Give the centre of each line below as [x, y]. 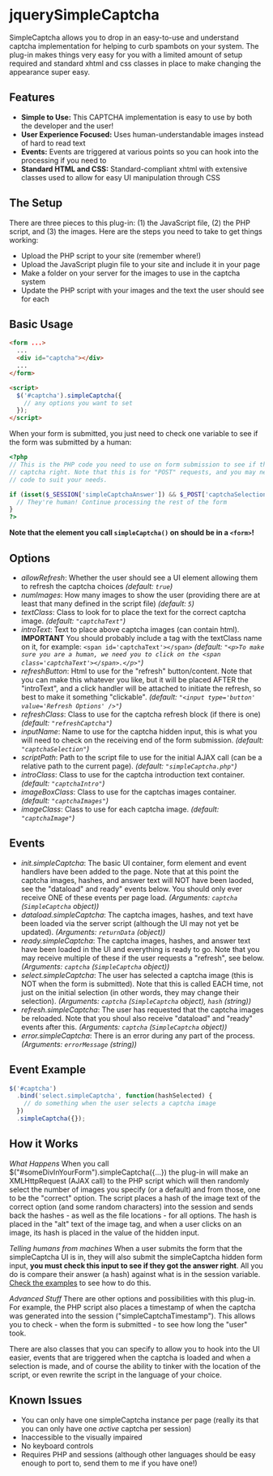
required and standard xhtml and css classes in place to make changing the [135, 63]
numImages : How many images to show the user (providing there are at [141, 595]
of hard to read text [53, 143]
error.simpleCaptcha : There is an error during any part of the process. [138, 1035]
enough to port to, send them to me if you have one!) [109, 1463]
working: [24, 240]
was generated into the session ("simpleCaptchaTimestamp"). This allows [132, 1316]
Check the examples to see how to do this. [80, 1283]
